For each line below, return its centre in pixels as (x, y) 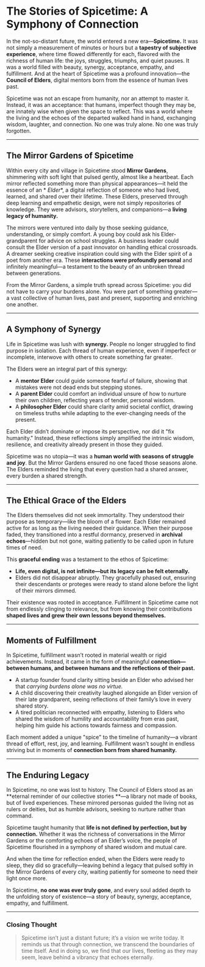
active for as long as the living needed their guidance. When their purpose (100, 528)
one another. (22, 304)
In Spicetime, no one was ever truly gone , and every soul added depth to (99, 890)
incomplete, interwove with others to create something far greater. (89, 357)
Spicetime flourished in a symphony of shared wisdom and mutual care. (97, 847)
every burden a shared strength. (47, 476)
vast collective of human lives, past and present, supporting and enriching (104, 298)
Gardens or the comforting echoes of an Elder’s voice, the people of (92, 840)
